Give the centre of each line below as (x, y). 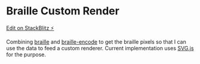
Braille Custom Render (63, 11)
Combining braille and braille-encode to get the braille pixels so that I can (96, 42)
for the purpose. (26, 54)
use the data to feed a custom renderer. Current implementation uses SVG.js (100, 48)
